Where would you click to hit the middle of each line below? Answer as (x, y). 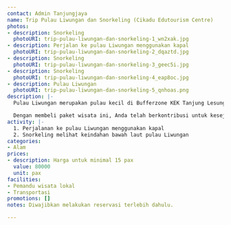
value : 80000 (32, 167)
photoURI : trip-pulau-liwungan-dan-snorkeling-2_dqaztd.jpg (101, 52)
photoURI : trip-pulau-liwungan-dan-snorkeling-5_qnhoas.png (101, 90)
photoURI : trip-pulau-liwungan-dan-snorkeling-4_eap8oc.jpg (101, 77)
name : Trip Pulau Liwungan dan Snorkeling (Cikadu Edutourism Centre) (110, 20)
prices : (18, 154)
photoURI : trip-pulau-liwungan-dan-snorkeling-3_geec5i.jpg (101, 65)
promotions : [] (29, 199)
